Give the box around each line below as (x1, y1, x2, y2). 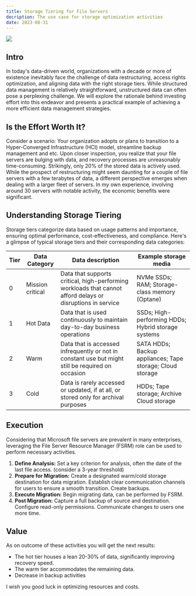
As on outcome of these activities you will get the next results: (6, 542, 156, 549)
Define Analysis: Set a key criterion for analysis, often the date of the (14, 460, 182, 467)
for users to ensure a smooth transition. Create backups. (14, 484, 150, 492)
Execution (6, 420, 44, 430)
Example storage (138, 252, 186, 261)
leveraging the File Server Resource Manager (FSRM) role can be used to (6, 442, 182, 449)
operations (60, 330, 90, 338)
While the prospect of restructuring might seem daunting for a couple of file (6, 169, 188, 176)
